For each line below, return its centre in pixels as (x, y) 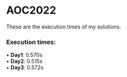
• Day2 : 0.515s (24, 61)
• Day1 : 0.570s (24, 55)
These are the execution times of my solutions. (63, 27)
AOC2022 (31, 10)
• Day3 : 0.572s (25, 68)
